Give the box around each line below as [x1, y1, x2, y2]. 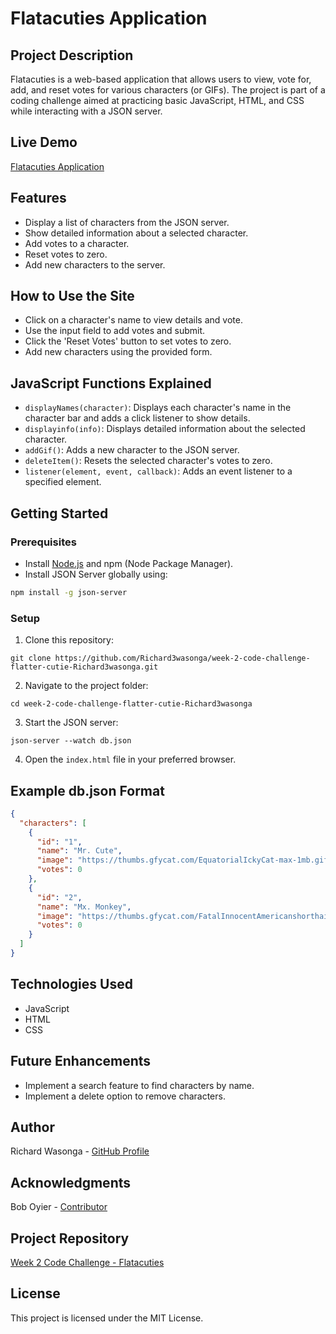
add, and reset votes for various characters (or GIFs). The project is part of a [10, 84, 326, 96]
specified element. [24, 476, 102, 488]
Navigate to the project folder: [24, 680, 149, 692]
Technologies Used [10, 976, 133, 993]
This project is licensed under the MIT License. [10, 1312, 204, 1324]
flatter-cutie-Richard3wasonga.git [10, 662, 159, 672]
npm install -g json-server [10, 587, 128, 597]
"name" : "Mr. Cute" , [36, 846, 123, 856]
